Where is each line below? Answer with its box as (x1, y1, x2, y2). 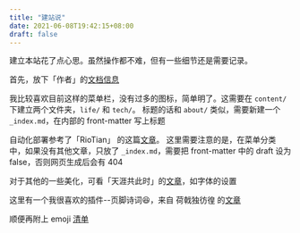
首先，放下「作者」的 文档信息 (9, 74, 119, 85)
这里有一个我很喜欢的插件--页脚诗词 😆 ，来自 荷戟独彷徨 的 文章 (9, 195, 242, 205)
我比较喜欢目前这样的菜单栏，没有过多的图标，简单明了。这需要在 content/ (9, 93, 287, 104)
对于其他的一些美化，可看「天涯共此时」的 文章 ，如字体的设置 (9, 176, 237, 187)
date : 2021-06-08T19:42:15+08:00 (9, 21, 134, 30)
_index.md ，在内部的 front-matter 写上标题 (9, 115, 166, 126)
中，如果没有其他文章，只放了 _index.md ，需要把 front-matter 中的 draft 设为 (9, 146, 292, 156)
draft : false (9, 29, 58, 38)
